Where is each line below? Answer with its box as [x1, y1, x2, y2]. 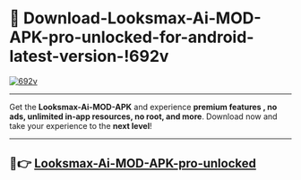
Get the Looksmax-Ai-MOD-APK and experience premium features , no [9, 101, 278, 112]
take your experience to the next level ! [9, 120, 152, 131]
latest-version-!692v [9, 47, 169, 66]
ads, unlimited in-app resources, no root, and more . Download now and [9, 111, 278, 122]
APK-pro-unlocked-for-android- [9, 27, 254, 47]
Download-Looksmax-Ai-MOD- [23, 8, 262, 29]
